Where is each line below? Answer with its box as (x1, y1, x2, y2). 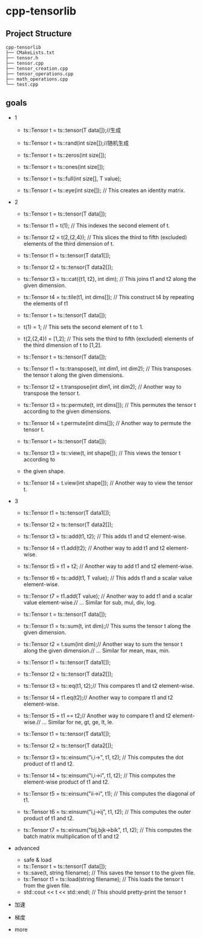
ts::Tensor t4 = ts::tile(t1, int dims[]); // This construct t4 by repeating (23, 293, 194, 300)
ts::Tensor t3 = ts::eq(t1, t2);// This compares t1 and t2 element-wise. (23, 682, 195, 689)
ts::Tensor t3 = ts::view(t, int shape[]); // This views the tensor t (23, 449, 181, 457)
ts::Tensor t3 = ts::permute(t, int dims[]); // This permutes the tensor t (23, 401, 197, 408)
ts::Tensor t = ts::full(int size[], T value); (23, 174, 122, 182)
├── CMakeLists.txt (5, 50, 55, 56)
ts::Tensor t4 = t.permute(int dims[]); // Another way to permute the (23, 419, 191, 426)
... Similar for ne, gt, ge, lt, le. (42, 718, 114, 725)
